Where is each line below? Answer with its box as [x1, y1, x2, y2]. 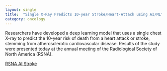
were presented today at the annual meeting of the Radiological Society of [5, 46, 158, 52]
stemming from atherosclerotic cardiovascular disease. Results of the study [5, 41, 160, 47]
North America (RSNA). [5, 51, 53, 57]
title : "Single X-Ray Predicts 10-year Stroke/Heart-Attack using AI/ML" [5, 12, 164, 17]
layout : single [5, 7, 37, 12]
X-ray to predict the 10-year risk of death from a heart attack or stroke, [5, 35, 150, 41]
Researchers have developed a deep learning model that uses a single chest [5, 30, 162, 36]
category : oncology [5, 16, 46, 21]
